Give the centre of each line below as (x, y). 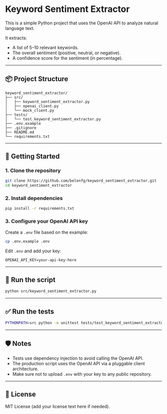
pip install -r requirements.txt (40, 208)
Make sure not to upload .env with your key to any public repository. (82, 374)
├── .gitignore (21, 128)
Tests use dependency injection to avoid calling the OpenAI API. (78, 358)
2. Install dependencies (34, 199)
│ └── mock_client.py (30, 110)
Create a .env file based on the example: (47, 232)
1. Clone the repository (33, 171)
